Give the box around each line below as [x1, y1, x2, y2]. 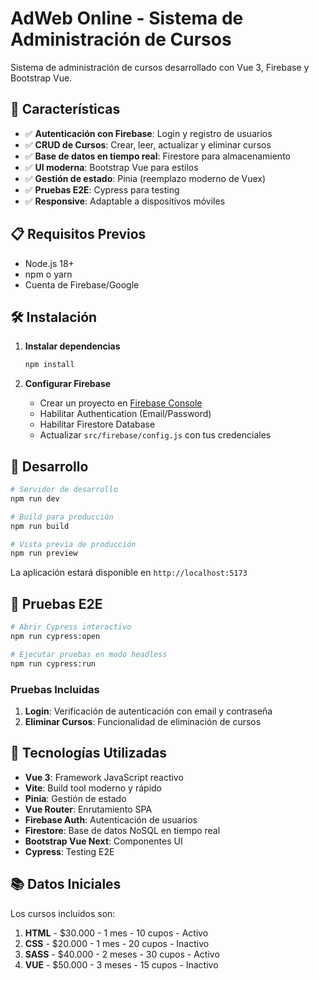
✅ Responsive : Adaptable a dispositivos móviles [24, 195, 226, 207]
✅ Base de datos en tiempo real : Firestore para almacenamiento [24, 150, 291, 162]
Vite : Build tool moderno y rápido [24, 782, 162, 794]
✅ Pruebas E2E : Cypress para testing [24, 183, 180, 196]
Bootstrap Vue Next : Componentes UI [24, 835, 183, 847]
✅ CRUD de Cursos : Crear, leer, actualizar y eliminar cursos [24, 138, 272, 151]
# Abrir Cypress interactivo [10, 622, 132, 632]
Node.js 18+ [24, 257, 75, 269]
